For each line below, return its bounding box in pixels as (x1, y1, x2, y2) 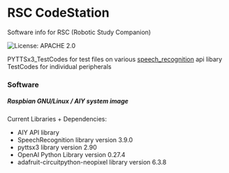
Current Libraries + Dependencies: (7, 114, 107, 123)
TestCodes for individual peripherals (7, 62, 112, 70)
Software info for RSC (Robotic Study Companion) (7, 28, 152, 36)
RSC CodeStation (7, 5, 110, 21)
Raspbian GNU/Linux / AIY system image (7, 97, 129, 105)
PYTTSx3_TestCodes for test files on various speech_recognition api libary (7, 54, 223, 63)
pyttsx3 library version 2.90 (17, 143, 97, 151)
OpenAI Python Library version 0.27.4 (17, 150, 126, 158)
